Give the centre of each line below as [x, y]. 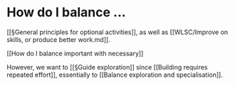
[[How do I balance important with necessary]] [75, 53]
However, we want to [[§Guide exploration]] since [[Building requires [107, 67]
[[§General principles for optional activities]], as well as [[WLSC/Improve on [117, 32]
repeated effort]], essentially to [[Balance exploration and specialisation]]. [115, 75]
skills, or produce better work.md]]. [59, 39]
